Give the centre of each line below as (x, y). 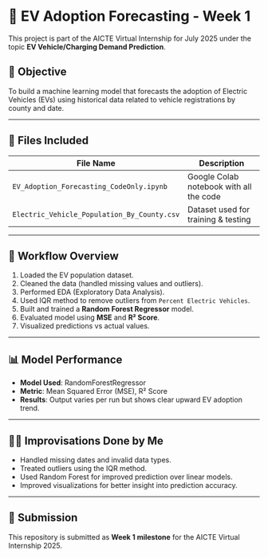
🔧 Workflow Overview (64, 255)
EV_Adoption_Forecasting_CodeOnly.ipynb (90, 186)
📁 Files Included (49, 141)
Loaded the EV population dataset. (77, 275)
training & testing (219, 219)
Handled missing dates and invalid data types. (95, 460)
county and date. (36, 108)
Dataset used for (219, 209)
